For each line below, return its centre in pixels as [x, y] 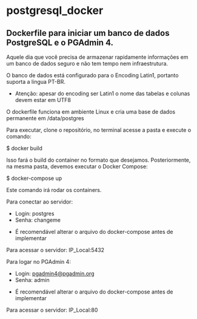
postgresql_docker [55, 11]
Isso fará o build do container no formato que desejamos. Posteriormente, [98, 160]
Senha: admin [32, 280]
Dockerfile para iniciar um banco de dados [88, 33]
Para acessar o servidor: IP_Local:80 [52, 310]
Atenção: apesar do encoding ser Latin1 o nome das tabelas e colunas [102, 94]
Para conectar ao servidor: [40, 202]
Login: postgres [35, 214]
